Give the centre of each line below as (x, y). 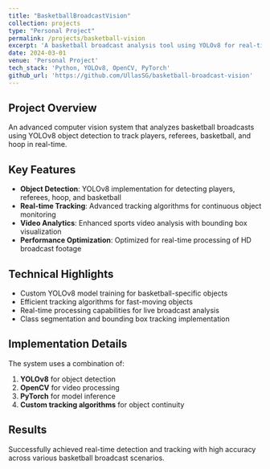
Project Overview (53, 108)
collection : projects (45, 23)
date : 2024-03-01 (37, 53)
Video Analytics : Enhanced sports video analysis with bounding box (133, 223)
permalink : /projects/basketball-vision (77, 38)
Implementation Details (68, 344)
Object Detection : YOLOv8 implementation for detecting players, (127, 189)
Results (28, 430)
